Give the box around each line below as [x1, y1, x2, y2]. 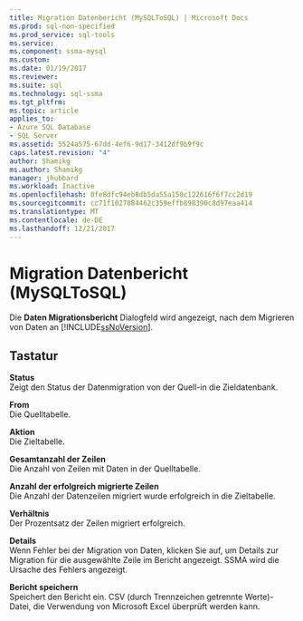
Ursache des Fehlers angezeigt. [9, 564, 128, 576]
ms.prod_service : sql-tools [9, 30, 116, 39]
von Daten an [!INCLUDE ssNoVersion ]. [9, 322, 154, 333]
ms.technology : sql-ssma [9, 89, 103, 98]
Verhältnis [9, 509, 50, 519]
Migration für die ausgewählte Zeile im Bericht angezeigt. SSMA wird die [9, 555, 279, 566]
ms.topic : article [9, 106, 79, 115]
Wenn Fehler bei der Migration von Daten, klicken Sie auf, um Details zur [9, 545, 279, 556]
